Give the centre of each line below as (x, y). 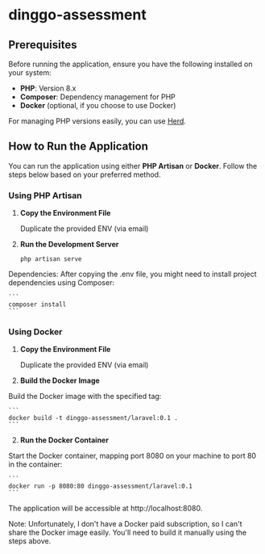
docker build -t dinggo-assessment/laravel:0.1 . (93, 418)
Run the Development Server (69, 245)
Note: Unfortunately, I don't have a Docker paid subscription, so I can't (125, 524)
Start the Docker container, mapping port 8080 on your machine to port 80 (132, 456)
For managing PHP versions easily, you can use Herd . (97, 121)
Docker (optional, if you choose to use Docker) (98, 105)
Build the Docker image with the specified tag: (85, 397)
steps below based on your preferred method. (85, 174)
